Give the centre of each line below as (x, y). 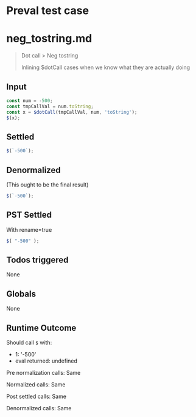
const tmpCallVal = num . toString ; (50, 106)
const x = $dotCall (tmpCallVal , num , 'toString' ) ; (72, 112)
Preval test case (48, 11)
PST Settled (29, 215)
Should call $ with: (29, 342)
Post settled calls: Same (37, 396)
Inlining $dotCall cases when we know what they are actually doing (106, 67)
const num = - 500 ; (30, 101)
